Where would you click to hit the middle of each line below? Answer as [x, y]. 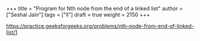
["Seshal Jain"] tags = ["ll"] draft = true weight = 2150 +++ [78, 15]
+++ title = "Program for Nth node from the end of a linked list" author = [95, 8]
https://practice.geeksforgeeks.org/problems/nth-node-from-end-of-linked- [100, 26]
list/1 [12, 32]
